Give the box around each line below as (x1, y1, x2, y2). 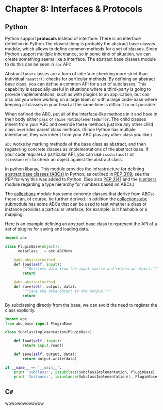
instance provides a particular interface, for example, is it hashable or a (5, 206, 147, 212)
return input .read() (22, 343, 64, 348)
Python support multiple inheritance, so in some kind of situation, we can (5, 51, 151, 57)
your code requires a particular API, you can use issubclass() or (5, 151, 134, 157)
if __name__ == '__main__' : (5, 365, 62, 370)
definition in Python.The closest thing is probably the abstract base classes (5, 41, 155, 47)
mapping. (5, 212, 24, 217)
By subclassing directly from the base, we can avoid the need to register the (5, 302, 158, 308)
